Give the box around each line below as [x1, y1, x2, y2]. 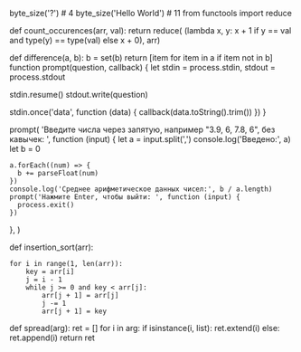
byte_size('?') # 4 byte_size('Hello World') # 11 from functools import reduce [9, 8, 292, 18]
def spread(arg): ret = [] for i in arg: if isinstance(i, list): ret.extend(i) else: [9, 323, 280, 333]
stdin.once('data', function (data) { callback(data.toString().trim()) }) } [9, 107, 267, 117]
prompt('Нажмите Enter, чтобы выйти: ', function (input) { [9, 193, 241, 202]
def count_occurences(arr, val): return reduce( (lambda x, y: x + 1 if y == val [9, 25, 292, 35]
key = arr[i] [25, 267, 75, 276]
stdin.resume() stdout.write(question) [9, 90, 149, 100]
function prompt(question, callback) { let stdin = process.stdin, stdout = [9, 62, 276, 72]
